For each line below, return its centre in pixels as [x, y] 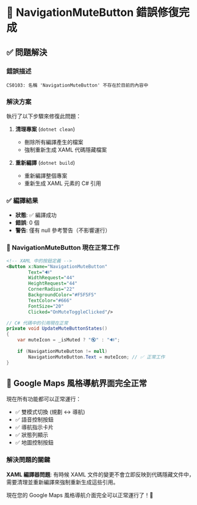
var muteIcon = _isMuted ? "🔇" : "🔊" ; [69, 340]
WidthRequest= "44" [52, 278]
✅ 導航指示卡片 [34, 427]
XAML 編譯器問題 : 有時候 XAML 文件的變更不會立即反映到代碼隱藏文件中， [100, 474]
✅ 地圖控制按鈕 [34, 443]
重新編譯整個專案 [46, 176]
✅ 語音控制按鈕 [34, 420]
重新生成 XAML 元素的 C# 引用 [63, 183]
